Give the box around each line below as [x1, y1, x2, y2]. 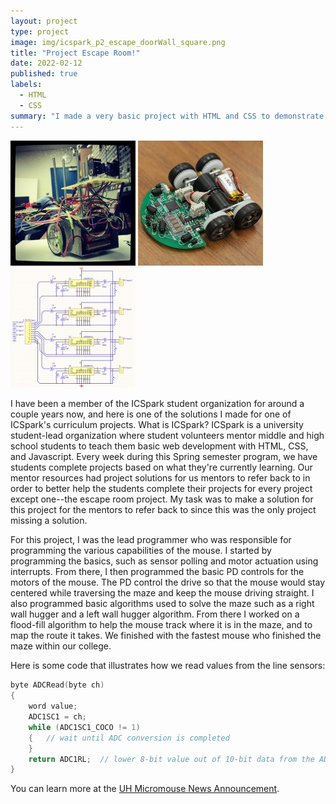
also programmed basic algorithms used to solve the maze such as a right [10, 598, 315, 610]
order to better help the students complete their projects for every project [10, 483, 313, 495]
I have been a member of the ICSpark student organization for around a [10, 398, 305, 410]
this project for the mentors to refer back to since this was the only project [10, 504, 317, 516]
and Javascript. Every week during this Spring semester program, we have [10, 451, 318, 463]
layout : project [10, 16, 78, 26]
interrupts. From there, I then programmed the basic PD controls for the [10, 566, 305, 578]
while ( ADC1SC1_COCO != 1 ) [28, 722, 141, 732]
